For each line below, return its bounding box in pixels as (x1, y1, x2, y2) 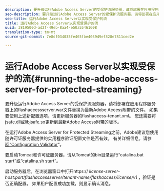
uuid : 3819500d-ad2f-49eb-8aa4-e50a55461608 (5, 25, 97, 30)
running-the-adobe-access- (40, 74, 159, 84)
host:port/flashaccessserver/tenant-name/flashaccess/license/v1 (5, 174, 138, 180)
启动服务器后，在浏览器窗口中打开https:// (5, 168, 88, 174)
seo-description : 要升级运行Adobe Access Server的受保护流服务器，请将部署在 (5, 12, 153, 17)
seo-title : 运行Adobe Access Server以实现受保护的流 (5, 16, 107, 21)
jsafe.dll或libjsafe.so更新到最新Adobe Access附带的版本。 (5, 119, 122, 125)
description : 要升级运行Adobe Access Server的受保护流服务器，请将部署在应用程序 (5, 7, 159, 12)
